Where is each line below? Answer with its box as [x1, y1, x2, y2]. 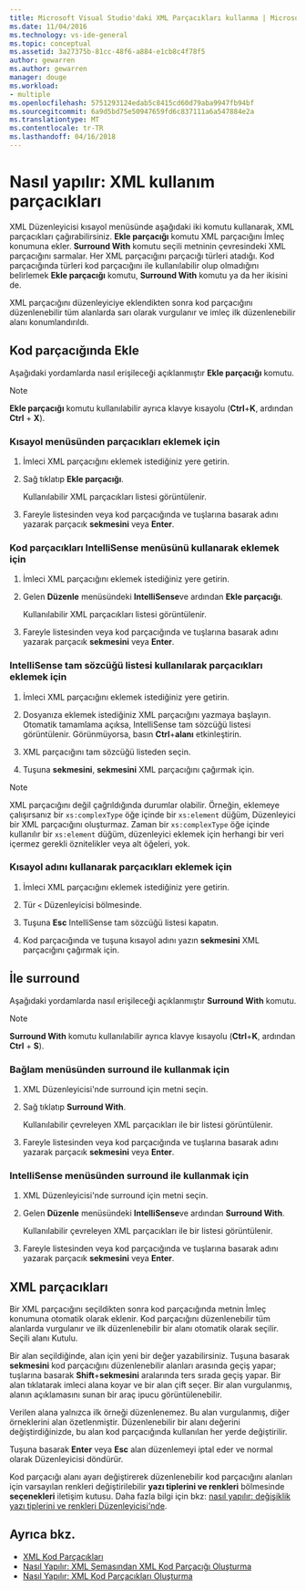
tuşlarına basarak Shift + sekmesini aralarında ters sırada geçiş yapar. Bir [9, 1370, 281, 1381]
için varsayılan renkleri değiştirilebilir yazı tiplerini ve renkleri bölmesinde [9, 1481, 285, 1492]
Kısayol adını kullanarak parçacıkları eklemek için [9, 860, 232, 873]
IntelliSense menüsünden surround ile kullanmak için [9, 1169, 249, 1182]
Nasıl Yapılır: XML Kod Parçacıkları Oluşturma [22, 1570, 193, 1581]
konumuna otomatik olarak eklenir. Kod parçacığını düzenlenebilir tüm [9, 1313, 270, 1324]
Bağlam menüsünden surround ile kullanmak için [9, 1063, 230, 1076]
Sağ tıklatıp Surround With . [22, 1101, 127, 1112]
